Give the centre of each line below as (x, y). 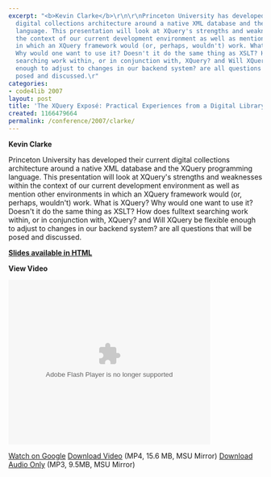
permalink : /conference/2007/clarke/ (72, 121)
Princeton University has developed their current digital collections (119, 159)
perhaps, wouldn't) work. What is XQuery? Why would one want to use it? (131, 202)
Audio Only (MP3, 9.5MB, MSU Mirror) (72, 464)
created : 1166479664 (43, 114)
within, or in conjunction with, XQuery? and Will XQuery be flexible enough (132, 220)
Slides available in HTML (50, 252)
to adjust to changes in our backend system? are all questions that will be (130, 228)
